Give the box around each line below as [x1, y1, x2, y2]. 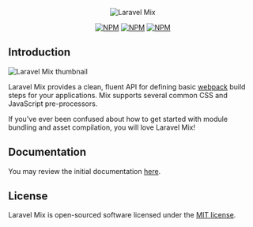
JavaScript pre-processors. [8, 99, 98, 108]
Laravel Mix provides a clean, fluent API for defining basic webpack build [8, 81, 246, 91]
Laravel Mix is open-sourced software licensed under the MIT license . [8, 210, 236, 220]
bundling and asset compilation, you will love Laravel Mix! [8, 123, 196, 132]
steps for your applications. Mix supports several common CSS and [8, 90, 228, 100]
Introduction [8, 46, 71, 59]
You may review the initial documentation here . [8, 166, 161, 176]
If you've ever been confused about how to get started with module [8, 114, 228, 123]
